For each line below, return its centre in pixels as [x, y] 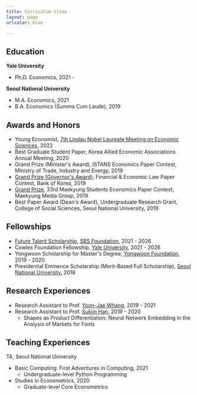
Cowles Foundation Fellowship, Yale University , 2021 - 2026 [88, 247]
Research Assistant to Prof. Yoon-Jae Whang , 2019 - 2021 [85, 305]
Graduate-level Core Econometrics [65, 387]
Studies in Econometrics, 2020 [52, 381]
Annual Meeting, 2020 [42, 158]
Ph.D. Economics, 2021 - [45, 77]
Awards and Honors [43, 125]
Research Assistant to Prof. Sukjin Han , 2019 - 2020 [78, 311]
